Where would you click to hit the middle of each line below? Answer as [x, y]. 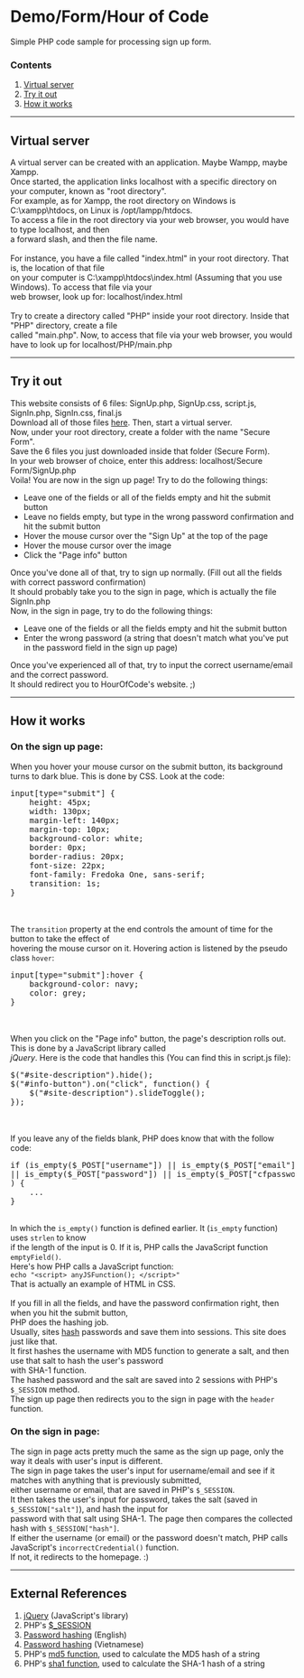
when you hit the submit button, [69, 1312]
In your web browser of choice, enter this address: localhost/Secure [137, 460]
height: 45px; [60, 802]
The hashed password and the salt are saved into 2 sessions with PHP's [144, 1379]
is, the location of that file [57, 268]
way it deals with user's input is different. [87, 1460]
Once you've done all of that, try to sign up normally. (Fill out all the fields [146, 572]
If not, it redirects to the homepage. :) [80, 1557]
